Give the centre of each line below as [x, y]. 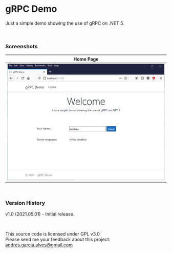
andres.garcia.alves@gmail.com [39, 245]
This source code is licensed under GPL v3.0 [52, 234]
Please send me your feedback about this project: [58, 240]
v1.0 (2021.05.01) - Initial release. [40, 214]
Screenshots [21, 46]
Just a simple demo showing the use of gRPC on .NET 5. [65, 23]
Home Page [86, 59]
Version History [25, 203]
